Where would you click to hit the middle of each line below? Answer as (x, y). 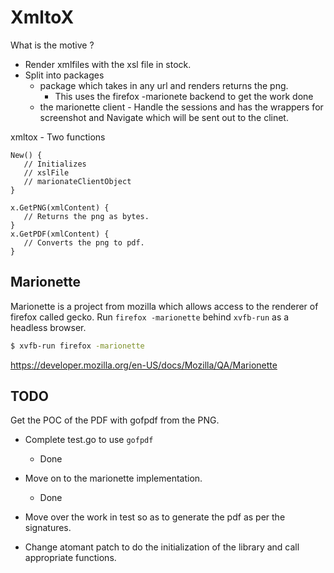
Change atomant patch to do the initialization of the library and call (162, 547)
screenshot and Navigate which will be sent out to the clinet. (164, 117)
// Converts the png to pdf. (84, 242)
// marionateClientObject (77, 181)
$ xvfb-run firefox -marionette (77, 346)
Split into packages (64, 75)
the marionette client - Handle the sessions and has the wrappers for (181, 107)
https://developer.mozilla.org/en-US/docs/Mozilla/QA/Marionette (144, 365)
